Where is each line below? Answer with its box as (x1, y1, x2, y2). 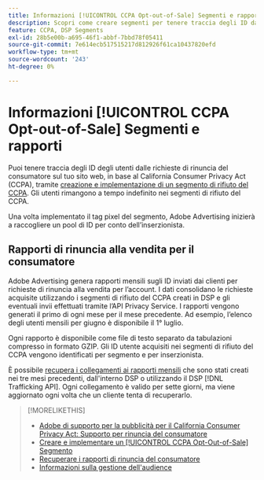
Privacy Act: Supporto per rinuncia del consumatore (38, 429, 208, 438)
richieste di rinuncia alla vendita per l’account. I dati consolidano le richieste (8, 284, 254, 294)
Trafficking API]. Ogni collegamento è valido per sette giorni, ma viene (8, 382, 236, 391)
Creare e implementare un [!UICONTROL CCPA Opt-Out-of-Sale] (38, 438, 249, 447)
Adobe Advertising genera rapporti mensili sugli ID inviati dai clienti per (8, 276, 238, 286)
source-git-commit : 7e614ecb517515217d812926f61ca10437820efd (8, 41, 216, 49)
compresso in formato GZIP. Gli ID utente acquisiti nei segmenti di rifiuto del (8, 342, 254, 351)
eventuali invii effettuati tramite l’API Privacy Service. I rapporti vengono (8, 301, 240, 311)
